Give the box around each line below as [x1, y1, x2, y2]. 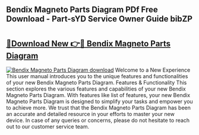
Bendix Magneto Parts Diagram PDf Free [6, 5, 159, 15]
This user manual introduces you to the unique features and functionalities [6, 73, 188, 79]
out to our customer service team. [6, 123, 90, 130]
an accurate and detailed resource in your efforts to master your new [6, 111, 175, 117]
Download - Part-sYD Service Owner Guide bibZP [6, 14, 193, 24]
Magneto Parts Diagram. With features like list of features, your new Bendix [6, 92, 191, 98]
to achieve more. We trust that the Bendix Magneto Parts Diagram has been [6, 104, 191, 111]
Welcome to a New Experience [115, 66, 191, 73]
